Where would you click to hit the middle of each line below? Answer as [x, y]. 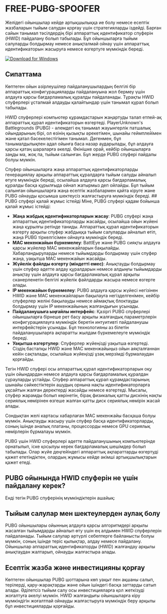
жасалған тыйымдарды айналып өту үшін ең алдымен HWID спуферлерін [83, 531]
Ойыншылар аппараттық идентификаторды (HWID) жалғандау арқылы [80, 547]
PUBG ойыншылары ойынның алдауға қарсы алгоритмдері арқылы [77, 525]
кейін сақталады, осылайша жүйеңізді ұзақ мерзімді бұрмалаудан [83, 354]
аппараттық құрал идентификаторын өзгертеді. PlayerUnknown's [74, 122]
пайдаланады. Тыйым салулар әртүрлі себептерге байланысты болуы [80, 536]
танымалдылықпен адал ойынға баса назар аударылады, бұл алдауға [79, 144]
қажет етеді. [18, 462]
